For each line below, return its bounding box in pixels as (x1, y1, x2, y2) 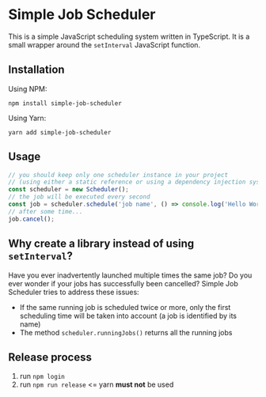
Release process (8, 350, 93, 364)
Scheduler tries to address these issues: (8, 287, 140, 297)
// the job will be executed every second (8, 193, 150, 201)
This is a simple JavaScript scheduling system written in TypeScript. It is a (8, 32, 250, 41)
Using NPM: (8, 84, 47, 93)
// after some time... (8, 207, 83, 215)
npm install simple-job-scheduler (8, 99, 123, 108)
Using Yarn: (8, 113, 47, 123)
